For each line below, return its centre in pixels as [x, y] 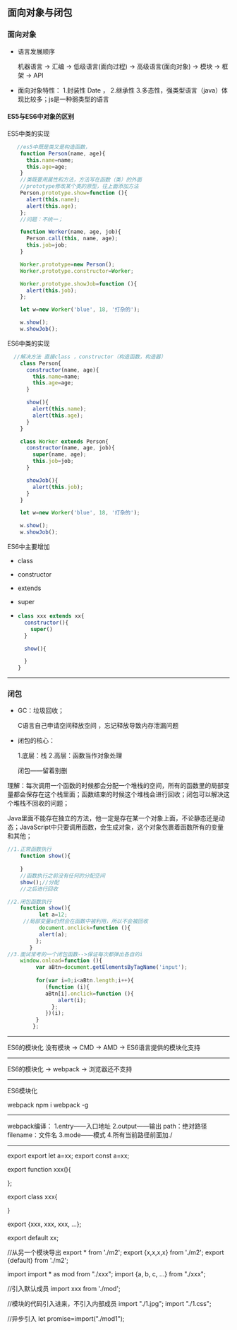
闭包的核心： [36, 741]
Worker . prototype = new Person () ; [67, 264]
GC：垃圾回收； [41, 711]
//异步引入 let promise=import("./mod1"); [66, 1319]
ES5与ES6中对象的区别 [41, 117]
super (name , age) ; [60, 454]
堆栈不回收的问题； [41, 804]
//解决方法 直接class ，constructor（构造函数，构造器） [90, 357]
